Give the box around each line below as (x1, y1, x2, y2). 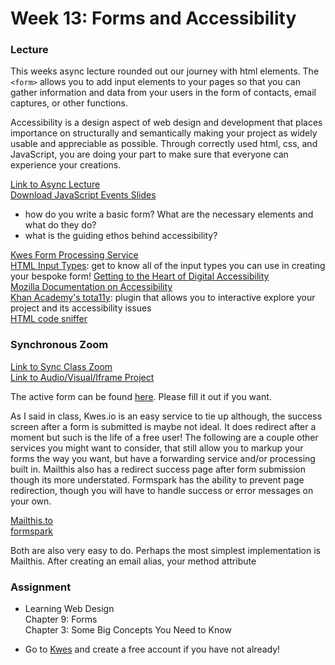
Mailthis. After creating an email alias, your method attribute (10, 555, 257, 567)
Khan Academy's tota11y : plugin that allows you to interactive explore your (10, 292, 316, 304)
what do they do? (24, 219, 97, 231)
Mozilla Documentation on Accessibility (10, 281, 173, 293)
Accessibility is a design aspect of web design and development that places (10, 117, 323, 129)
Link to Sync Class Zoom (10, 360, 113, 372)
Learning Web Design (24, 603, 115, 615)
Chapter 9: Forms (24, 613, 98, 626)
